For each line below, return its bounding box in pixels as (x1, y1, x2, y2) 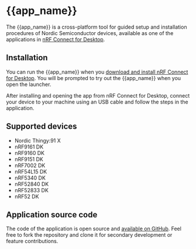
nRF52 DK (14, 193, 39, 200)
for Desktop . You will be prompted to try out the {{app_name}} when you (6, 74, 181, 81)
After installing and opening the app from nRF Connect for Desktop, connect (6, 92, 190, 99)
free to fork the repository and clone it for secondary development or (6, 231, 173, 238)
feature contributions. (6, 238, 59, 245)
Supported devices (6, 122, 77, 132)
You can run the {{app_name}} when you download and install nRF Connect (6, 68, 188, 75)
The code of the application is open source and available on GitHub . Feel (6, 225, 181, 232)
